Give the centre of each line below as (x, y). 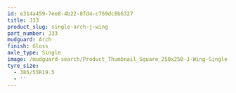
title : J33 (23, 20)
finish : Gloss (28, 46)
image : (17, 59)
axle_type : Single (34, 53)
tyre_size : (23, 66)
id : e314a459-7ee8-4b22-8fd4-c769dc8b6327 (70, 14)
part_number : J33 (33, 33)
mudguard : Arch (29, 40)
